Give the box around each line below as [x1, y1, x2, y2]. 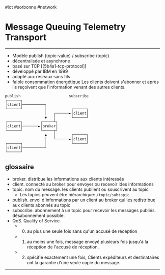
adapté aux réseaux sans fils [12, 73, 70, 79]
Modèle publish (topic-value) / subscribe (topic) [12, 53, 110, 59]
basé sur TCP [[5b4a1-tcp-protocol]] [12, 63, 87, 69]
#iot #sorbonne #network [5, 4, 57, 10]
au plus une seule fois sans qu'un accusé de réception [27, 228, 137, 234]
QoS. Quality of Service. [12, 217, 61, 223]
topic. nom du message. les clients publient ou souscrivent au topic [12, 186, 149, 192]
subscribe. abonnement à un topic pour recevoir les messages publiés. [12, 207, 156, 213]
